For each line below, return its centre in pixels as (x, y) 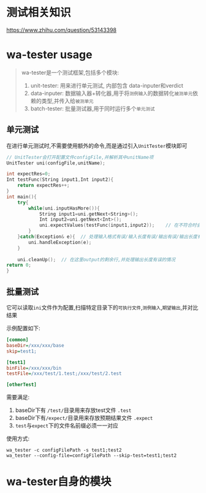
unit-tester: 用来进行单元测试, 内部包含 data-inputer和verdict (107, 85)
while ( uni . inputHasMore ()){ (64, 208)
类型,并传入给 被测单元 (67, 101)
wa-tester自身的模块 (59, 482)
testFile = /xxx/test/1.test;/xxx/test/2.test (64, 374)
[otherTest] (21, 385)
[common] (17, 340)
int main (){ (21, 197)
